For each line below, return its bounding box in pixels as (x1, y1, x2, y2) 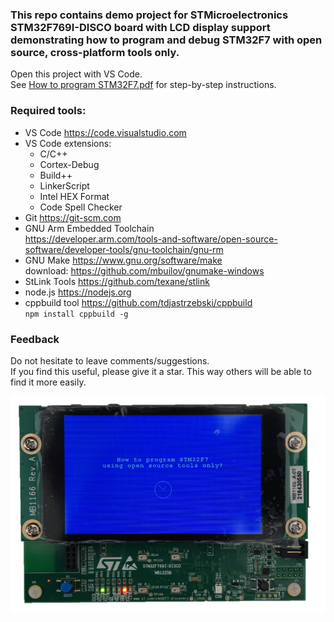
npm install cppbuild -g (24, 309, 129, 319)
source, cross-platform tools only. (10, 45, 180, 59)
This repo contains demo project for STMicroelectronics (10, 8, 289, 22)
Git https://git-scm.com (24, 211, 122, 223)
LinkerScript (39, 179, 90, 192)
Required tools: (10, 104, 87, 118)
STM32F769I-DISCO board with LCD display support (10, 20, 271, 34)
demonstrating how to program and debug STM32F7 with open (10, 33, 323, 47)
